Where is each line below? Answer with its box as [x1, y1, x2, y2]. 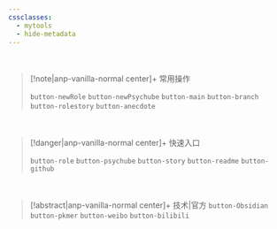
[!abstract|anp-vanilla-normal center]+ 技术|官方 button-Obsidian [29, 200, 269, 210]
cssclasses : [8, 12, 52, 22]
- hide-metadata [16, 29, 76, 38]
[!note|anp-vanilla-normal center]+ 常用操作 [29, 73, 191, 84]
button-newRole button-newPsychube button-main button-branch [29, 93, 259, 102]
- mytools [16, 21, 52, 30]
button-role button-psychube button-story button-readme [29, 156, 240, 166]
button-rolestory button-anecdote [29, 103, 156, 111]
